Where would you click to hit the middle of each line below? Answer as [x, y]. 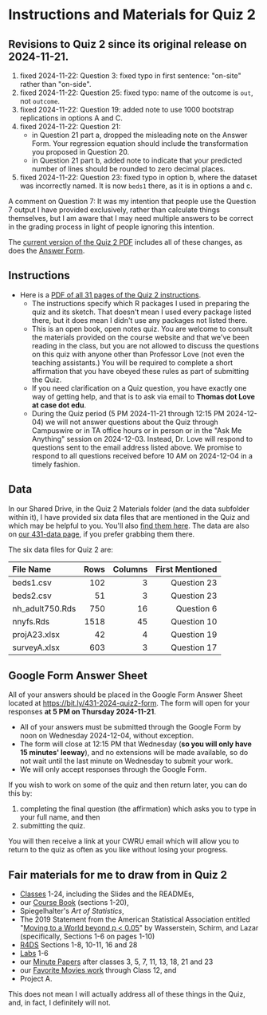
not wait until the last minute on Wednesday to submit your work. [126, 761]
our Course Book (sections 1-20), [74, 903]
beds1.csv [32, 582]
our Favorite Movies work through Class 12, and [98, 970]
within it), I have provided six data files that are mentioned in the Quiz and [129, 517]
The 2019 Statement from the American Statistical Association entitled [135, 919]
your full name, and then [60, 817]
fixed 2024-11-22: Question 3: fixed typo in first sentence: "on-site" [130, 76]
